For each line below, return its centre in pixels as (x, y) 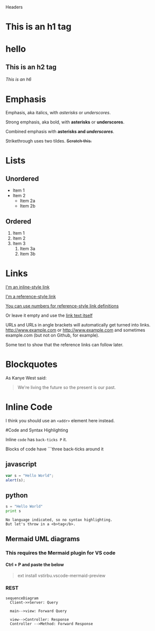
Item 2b (28, 206)
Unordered (22, 178)
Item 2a (28, 201)
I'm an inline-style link (28, 287)
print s (13, 511)
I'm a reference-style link (31, 297)
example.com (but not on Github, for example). (52, 335)
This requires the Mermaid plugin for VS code (61, 553)
